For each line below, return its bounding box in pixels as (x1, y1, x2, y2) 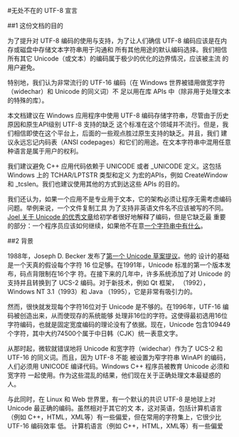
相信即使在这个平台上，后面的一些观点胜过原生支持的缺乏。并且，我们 (13, 129, 219, 137)
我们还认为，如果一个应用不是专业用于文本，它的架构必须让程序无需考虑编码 (7, 195, 232, 203)
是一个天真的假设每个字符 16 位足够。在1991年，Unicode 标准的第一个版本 (7, 260, 225, 269)
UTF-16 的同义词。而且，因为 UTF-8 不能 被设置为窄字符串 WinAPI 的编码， (7, 353, 230, 362)
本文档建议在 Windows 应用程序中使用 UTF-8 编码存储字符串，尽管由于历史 (7, 111, 229, 120)
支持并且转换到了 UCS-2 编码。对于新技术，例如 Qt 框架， (7, 278, 179, 287)
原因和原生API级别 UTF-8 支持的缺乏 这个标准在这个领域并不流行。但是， (7, 120, 223, 128)
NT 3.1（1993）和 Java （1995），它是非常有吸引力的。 (36, 288, 197, 295)
